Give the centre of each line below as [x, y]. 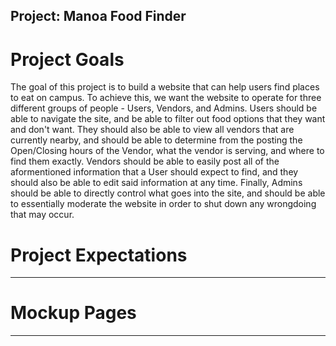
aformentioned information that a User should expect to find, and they [154, 172]
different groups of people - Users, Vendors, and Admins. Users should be [164, 108]
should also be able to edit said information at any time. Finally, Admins [156, 183]
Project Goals [67, 59]
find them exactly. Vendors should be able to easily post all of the [145, 161]
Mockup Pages [73, 313]
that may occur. [42, 215]
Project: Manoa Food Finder [98, 16]
